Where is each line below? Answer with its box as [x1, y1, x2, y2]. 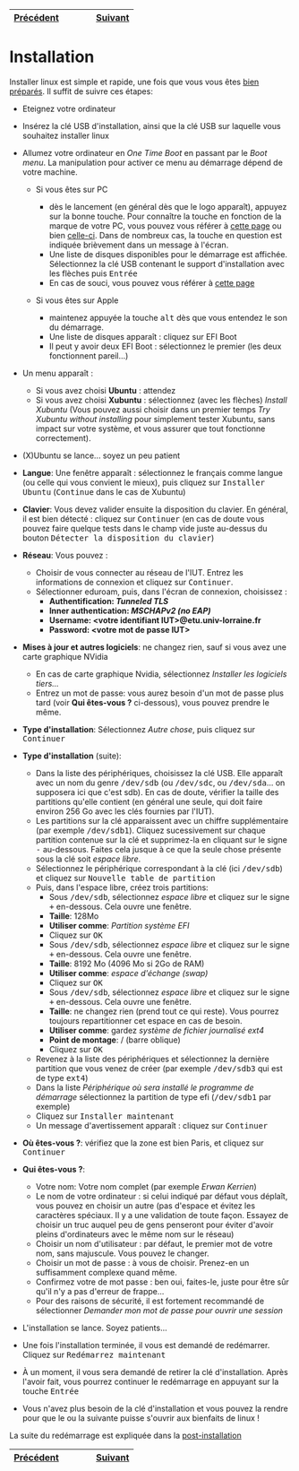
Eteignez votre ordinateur [21, 103, 116, 114]
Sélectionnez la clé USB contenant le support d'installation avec [48, 258, 285, 269]
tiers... [35, 678, 60, 688]
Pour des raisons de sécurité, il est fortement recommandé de [35, 1295, 265, 1306]
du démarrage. [48, 322, 105, 333]
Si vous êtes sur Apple [35, 295, 119, 306]
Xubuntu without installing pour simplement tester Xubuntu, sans [35, 413, 276, 424]
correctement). [35, 432, 91, 443]
